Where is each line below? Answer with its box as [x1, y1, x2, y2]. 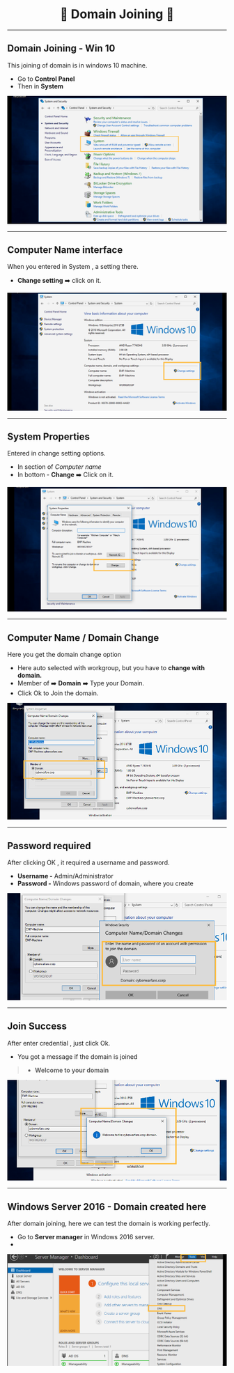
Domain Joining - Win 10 [7, 42, 116, 54]
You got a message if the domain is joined [17, 1052, 138, 1061]
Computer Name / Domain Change [7, 632, 159, 644]
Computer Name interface [7, 244, 123, 256]
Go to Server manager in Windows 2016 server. [17, 1233, 155, 1241]
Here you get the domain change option [7, 651, 122, 659]
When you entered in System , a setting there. [7, 263, 139, 271]
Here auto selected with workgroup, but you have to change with [17, 664, 205, 672]
